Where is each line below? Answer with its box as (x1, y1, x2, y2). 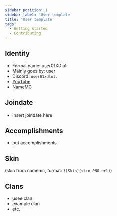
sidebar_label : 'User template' (5, 12, 72, 17)
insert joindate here (12, 112, 53, 118)
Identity (5, 49, 30, 58)
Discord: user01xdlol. (12, 73, 58, 79)
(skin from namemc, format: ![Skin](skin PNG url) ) (5, 168, 112, 174)
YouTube (12, 78, 31, 84)
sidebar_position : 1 (5, 7, 48, 13)
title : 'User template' (5, 17, 55, 22)
